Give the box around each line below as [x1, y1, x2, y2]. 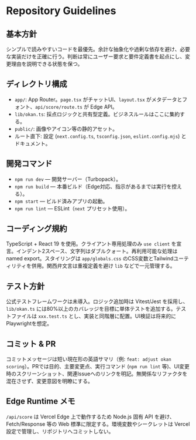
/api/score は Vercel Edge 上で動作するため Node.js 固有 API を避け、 [6, 413, 175, 420]
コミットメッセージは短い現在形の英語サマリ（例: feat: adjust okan [6, 355, 171, 362]
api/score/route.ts [35, 104, 83, 110]
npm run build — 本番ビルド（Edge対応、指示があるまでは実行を [14, 183, 172, 190]
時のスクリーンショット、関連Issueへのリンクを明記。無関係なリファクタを [6, 370, 188, 377]
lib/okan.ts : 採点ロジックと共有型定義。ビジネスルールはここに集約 [14, 110, 180, 117]
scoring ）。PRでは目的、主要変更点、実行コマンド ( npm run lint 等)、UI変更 [6, 363, 190, 370]
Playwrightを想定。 [6, 320, 53, 327]
